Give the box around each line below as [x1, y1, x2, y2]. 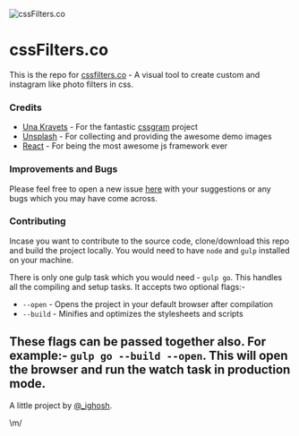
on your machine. [9, 254, 74, 265]
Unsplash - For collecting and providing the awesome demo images [21, 131, 272, 142]
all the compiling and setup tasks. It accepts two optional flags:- [9, 281, 246, 292]
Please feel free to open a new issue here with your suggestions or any [9, 184, 271, 194]
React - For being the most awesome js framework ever [21, 141, 228, 151]
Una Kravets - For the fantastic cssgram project [21, 122, 199, 133]
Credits [9, 101, 42, 114]
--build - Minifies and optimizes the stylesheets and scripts [21, 308, 243, 319]
